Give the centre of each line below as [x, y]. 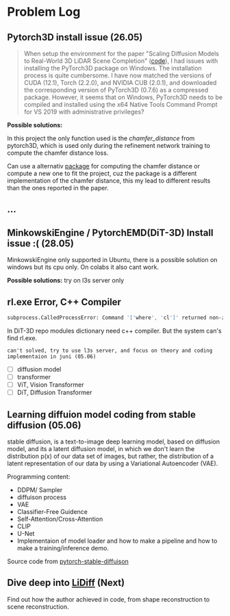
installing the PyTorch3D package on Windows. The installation [113, 68]
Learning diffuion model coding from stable [102, 414]
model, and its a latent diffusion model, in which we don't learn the [101, 448]
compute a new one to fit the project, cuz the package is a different [102, 173]
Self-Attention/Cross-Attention [60, 519]
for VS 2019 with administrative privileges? [84, 112]
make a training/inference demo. [63, 548]
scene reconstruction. [38, 606]
